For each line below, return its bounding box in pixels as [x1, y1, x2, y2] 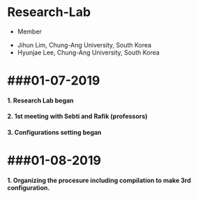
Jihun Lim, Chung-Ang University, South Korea [17, 40, 152, 49]
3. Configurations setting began [7, 128, 102, 136]
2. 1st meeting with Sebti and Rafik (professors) [7, 112, 148, 121]
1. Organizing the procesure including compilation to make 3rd [7, 176, 192, 184]
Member [17, 27, 42, 36]
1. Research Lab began [7, 96, 75, 105]
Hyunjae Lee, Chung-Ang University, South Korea [17, 48, 160, 57]
